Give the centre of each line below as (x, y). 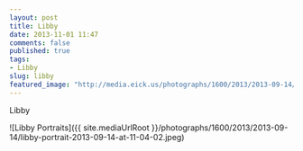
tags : (19, 59)
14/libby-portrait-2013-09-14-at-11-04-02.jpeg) (97, 137)
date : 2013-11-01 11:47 (54, 34)
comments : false (40, 43)
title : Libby (34, 26)
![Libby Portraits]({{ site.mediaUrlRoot (80, 128)
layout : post (34, 18)
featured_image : (40, 84)
